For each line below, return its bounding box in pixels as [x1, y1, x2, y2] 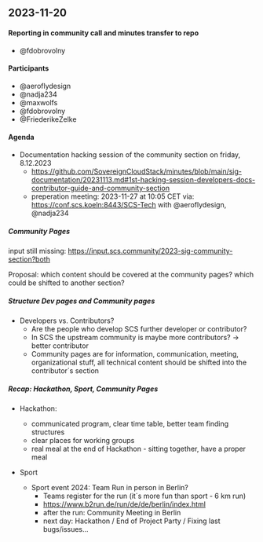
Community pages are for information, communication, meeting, [31, 349, 239, 358]
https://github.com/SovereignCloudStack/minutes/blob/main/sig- [31, 167, 242, 176]
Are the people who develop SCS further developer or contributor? [31, 324, 247, 333]
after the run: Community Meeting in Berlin [42, 507, 181, 517]
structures [31, 427, 65, 437]
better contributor [31, 341, 89, 350]
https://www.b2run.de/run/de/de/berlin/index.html [42, 499, 206, 509]
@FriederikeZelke [19, 114, 77, 124]
